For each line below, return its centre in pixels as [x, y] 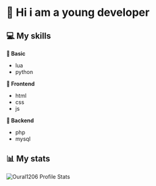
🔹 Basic [16, 54]
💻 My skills [29, 36]
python [24, 72]
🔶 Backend [20, 121]
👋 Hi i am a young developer [78, 13]
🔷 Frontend [20, 84]
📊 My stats [28, 159]
